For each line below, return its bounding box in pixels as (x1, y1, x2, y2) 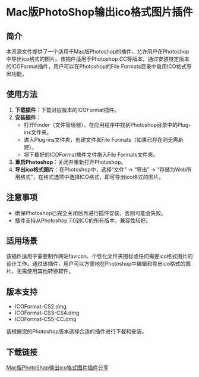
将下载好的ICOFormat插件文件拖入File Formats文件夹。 (23, 151, 159, 158)
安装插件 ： (14, 114, 42, 121)
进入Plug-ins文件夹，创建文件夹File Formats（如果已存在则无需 (23, 136, 178, 143)
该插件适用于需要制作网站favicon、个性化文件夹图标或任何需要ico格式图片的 (6, 253, 193, 260)
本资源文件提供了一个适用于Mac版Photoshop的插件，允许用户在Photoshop (6, 48, 189, 55)
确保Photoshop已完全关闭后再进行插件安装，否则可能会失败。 (14, 209, 166, 216)
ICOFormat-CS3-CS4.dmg (14, 309, 80, 316)
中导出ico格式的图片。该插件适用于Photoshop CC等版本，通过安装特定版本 (6, 55, 190, 63)
